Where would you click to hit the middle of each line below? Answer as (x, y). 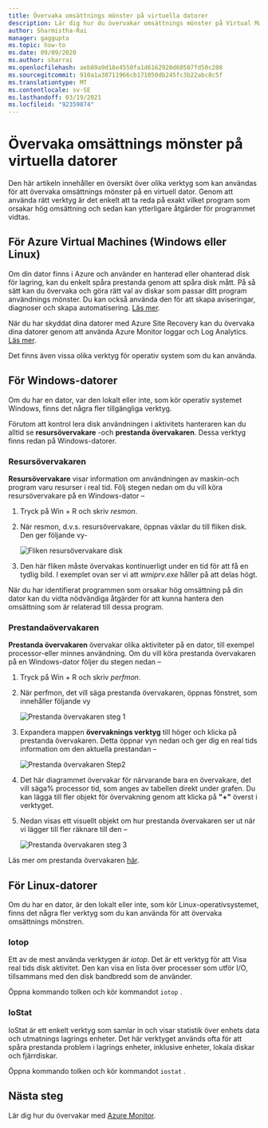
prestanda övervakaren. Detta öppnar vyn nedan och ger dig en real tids (138, 741)
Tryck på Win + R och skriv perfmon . (80, 677)
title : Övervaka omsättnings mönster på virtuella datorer (108, 16)
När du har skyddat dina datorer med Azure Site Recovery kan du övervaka (132, 323)
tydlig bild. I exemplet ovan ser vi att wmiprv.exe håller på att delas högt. (138, 574)
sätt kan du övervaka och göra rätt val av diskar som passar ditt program (128, 290)
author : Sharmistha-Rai (48, 30)
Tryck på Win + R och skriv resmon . (79, 511)
